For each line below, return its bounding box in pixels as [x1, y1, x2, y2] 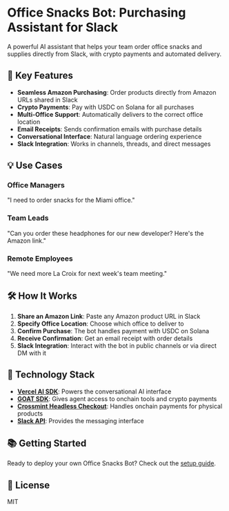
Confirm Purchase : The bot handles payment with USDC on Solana [17, 326, 210, 335]
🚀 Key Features [7, 70, 74, 82]
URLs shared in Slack [17, 95, 78, 104]
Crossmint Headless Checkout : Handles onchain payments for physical [17, 402, 223, 410]
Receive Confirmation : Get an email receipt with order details [17, 334, 193, 342]
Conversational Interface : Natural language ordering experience [17, 132, 202, 140]
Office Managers [7, 180, 66, 190]
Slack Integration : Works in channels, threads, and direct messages [17, 140, 211, 148]
